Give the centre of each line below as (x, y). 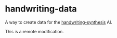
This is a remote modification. (34, 31)
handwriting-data (41, 9)
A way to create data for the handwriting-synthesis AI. (58, 22)
